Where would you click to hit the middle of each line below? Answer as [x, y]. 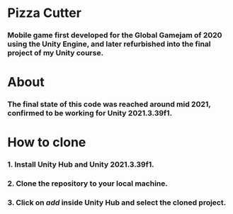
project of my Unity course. [56, 53]
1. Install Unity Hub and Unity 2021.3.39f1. [81, 164]
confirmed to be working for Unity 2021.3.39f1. [90, 113]
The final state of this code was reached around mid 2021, [109, 104]
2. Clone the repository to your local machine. [87, 184]
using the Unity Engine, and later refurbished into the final [109, 44]
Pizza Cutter [44, 13]
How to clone [47, 142]
